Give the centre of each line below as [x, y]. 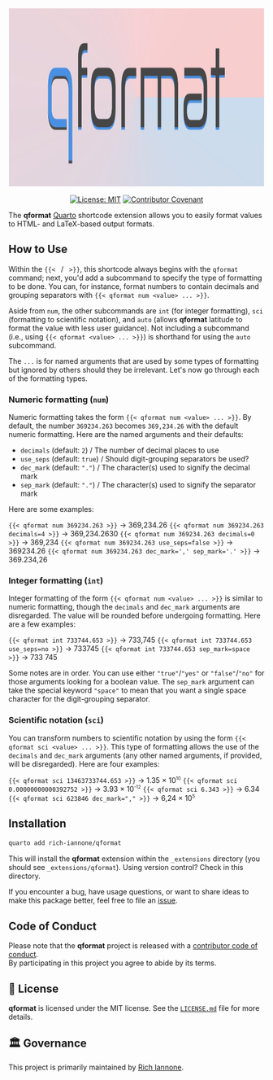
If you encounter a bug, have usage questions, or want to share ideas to [129, 892]
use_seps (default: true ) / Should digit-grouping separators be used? [134, 459]
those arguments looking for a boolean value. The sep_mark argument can [131, 682]
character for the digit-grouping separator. [79, 699]
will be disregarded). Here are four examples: [84, 763]
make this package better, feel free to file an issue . [93, 901]
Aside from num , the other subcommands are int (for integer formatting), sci [136, 310]
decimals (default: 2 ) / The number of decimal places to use [119, 450]
